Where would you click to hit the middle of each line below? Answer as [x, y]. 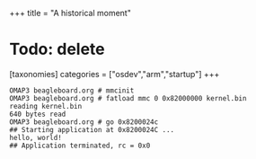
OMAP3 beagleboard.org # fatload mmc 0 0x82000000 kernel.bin [128, 98]
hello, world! [36, 137]
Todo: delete [57, 49]
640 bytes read [38, 114]
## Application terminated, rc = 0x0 [80, 146]
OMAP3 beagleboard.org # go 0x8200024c [84, 122]
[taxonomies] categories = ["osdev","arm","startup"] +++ [115, 74]
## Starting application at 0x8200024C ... [92, 129]
